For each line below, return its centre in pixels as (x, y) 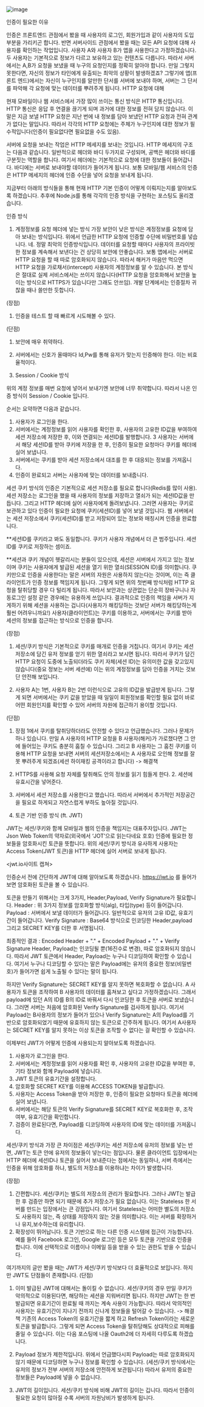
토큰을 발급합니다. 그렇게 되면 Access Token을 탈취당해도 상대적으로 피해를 (105, 1326)
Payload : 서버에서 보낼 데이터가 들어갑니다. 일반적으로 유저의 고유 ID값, (92, 913)
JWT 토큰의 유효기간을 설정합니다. (56, 1079)
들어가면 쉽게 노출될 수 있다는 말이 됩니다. (69, 971)
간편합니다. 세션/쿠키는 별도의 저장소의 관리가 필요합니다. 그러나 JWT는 (100, 1194)
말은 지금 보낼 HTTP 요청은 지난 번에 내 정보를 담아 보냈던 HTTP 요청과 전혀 (96, 116)
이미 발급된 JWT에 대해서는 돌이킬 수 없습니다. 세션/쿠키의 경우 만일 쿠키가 (104, 1288)
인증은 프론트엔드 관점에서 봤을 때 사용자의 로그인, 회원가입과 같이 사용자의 (95, 35)
